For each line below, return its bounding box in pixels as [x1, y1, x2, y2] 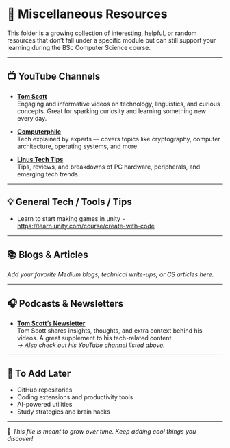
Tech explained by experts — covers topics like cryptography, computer [16, 134, 220, 143]
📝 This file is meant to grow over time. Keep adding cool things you [7, 427, 196, 435]
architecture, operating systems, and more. [16, 142, 139, 150]
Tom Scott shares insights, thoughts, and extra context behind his [16, 327, 203, 335]
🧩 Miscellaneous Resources [7, 6, 168, 22]
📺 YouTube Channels [7, 71, 101, 82]
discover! [7, 435, 34, 443]
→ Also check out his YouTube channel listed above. [16, 341, 166, 349]
